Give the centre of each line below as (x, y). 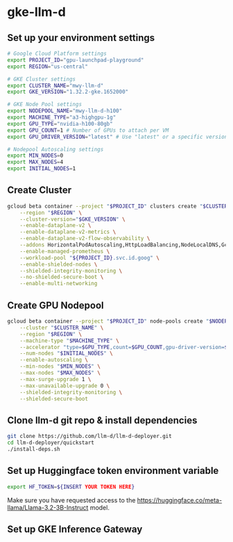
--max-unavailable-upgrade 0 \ (65, 386)
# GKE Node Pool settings (44, 105)
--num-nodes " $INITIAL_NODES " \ (66, 354)
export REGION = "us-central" (48, 67)
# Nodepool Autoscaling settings (55, 149)
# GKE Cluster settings (42, 79)
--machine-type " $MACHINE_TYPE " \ (69, 341)
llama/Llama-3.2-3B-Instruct (48, 507)
